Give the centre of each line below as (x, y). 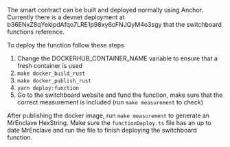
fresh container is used (50, 66)
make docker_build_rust (51, 73)
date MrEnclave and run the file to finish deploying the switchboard (102, 130)
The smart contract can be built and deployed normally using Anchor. (105, 10)
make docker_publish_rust (54, 81)
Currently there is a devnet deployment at (66, 17)
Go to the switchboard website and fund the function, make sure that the (120, 95)
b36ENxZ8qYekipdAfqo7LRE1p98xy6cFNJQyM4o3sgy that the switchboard (114, 24)
